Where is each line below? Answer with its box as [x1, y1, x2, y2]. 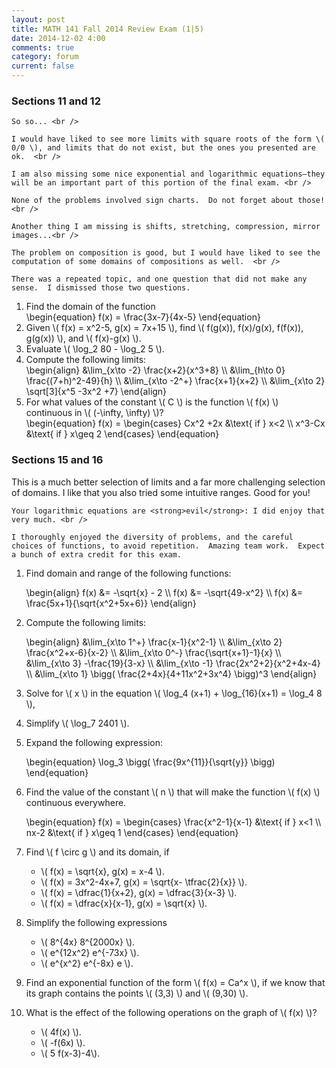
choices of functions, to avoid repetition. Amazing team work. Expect [11, 541, 326, 551]
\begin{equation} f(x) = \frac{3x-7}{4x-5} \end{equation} [25, 311, 261, 323]
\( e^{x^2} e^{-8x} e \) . [40, 957, 134, 969]
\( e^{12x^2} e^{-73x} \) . [40, 946, 140, 958]
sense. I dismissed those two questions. [11, 283, 191, 293]
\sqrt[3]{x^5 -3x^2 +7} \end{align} [25, 386, 168, 398]
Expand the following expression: [25, 736, 164, 748]
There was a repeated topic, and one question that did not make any [11, 274, 308, 285]
